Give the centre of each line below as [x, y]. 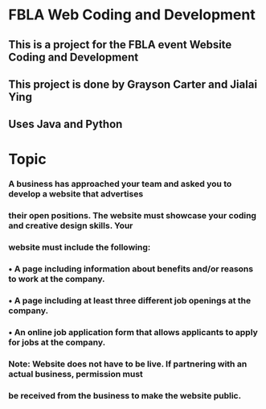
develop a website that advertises [76, 194]
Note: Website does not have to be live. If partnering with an [128, 364]
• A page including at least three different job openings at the [130, 301]
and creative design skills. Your [71, 225]
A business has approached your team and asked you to [120, 184]
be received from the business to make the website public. [125, 395]
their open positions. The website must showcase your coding [133, 216]
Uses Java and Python [65, 124]
